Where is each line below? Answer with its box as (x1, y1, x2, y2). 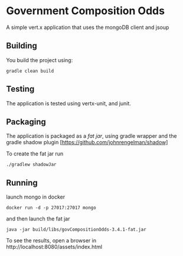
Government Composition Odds (6, 4, 165, 18)
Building (6, 41, 37, 51)
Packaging (6, 116, 46, 127)
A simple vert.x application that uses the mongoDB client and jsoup (6, 24, 169, 31)
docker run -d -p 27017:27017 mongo (6, 205, 96, 211)
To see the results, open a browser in (6, 237, 96, 244)
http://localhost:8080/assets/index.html (6, 244, 102, 251)
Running (6, 177, 38, 187)
